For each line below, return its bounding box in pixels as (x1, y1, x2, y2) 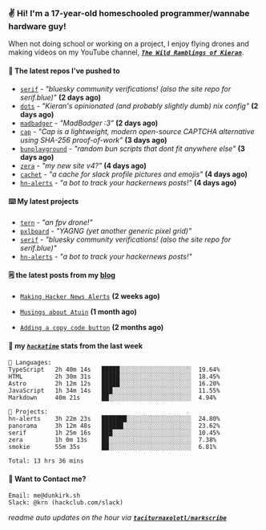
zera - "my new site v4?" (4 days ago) (19, 161, 147, 170)
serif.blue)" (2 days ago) (19, 92, 102, 102)
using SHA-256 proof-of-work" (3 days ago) (19, 135, 167, 145)
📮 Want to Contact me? (8, 474, 87, 483)
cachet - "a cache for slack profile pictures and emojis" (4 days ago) (19, 169, 248, 179)
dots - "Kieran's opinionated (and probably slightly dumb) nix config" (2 (19, 100, 259, 111)
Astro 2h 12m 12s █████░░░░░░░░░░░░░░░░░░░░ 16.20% (8, 380, 220, 388)
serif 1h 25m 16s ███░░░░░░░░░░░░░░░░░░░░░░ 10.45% (8, 429, 220, 437)
